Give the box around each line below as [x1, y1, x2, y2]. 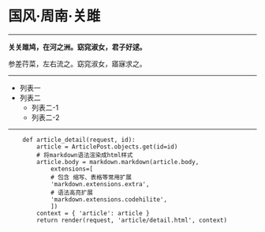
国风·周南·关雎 [8, 7, 101, 25]
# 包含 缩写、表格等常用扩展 [50, 173, 132, 181]
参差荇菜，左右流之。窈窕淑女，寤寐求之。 [8, 58, 147, 68]
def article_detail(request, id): [22, 136, 136, 144]
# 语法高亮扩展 [50, 189, 93, 196]
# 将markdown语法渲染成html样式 [36, 151, 133, 159]
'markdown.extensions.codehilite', [50, 195, 168, 204]
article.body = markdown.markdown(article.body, [36, 158, 200, 166]
